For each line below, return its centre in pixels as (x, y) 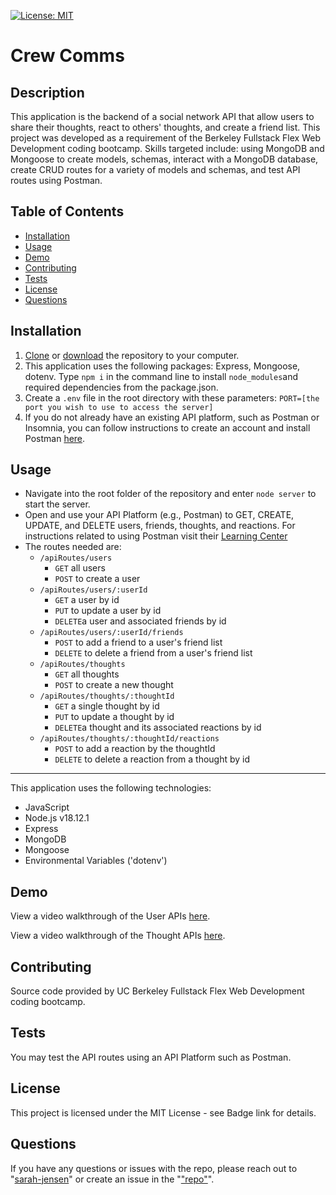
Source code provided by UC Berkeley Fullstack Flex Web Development (157, 991)
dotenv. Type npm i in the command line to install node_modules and (161, 376)
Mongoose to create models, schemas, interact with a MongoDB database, (164, 159)
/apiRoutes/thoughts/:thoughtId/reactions (129, 739)
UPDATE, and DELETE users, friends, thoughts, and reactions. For (160, 526)
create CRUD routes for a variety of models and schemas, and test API (155, 169)
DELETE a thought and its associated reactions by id (158, 727)
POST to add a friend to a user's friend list (138, 642)
